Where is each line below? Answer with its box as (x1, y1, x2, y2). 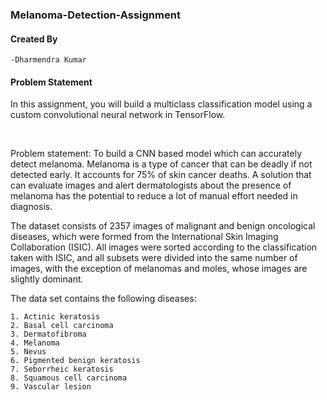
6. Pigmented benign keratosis (10, 356, 141, 366)
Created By (10, 33, 58, 45)
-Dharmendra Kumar (10, 55, 87, 65)
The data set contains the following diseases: (10, 293, 197, 305)
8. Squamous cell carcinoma (10, 373, 128, 383)
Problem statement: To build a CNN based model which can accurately (10, 148, 303, 160)
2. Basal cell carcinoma (10, 321, 114, 331)
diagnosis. (10, 201, 53, 213)
